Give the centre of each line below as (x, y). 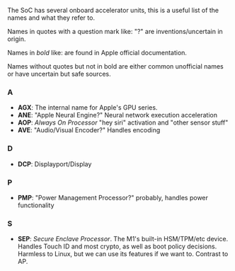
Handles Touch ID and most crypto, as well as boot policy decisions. (117, 246)
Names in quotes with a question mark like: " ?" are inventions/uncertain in (115, 31)
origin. (17, 39)
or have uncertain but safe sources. (59, 74)
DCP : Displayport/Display (55, 164)
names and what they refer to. (51, 18)
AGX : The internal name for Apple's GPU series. (87, 108)
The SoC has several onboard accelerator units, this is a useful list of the (113, 10)
